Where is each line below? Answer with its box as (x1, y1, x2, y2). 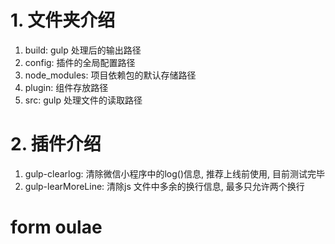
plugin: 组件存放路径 (24, 81, 109, 93)
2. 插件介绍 (10, 133, 102, 156)
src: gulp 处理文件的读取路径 (24, 94, 143, 106)
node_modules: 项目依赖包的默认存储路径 (24, 69, 197, 81)
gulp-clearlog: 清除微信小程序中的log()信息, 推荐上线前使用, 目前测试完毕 (24, 167, 325, 180)
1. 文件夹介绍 (10, 9, 116, 32)
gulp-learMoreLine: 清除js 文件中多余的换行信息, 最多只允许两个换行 (24, 180, 305, 192)
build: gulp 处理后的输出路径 (24, 44, 142, 56)
